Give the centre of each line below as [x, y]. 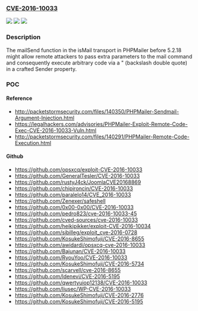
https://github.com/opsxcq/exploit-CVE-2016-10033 [79, 169]
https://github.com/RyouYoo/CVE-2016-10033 [71, 257]
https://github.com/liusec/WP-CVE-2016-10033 [73, 289]
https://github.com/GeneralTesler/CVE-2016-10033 [77, 176]
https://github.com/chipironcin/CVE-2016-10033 [74, 188]
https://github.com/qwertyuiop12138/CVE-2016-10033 [81, 283]
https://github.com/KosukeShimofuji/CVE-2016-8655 [79, 238]
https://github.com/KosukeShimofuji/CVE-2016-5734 [79, 264]
